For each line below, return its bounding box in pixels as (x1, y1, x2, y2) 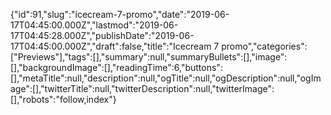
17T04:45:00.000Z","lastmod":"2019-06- (10, 19, 179, 31)
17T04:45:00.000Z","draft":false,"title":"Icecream (10, 40, 212, 52)
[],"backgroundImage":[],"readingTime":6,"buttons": (10, 62, 223, 73)
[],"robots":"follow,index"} (10, 94, 117, 105)
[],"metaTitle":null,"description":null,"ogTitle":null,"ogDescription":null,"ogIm (10, 72, 322, 84)
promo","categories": (221, 40, 308, 52)
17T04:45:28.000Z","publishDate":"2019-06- (10, 30, 195, 41)
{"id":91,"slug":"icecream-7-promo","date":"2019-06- (10, 9, 230, 20)
